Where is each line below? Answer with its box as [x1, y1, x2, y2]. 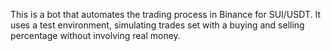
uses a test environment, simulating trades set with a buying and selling [10, 19, 305, 31]
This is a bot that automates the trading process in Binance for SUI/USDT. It [10, 9, 322, 20]
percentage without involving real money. [10, 30, 181, 41]
